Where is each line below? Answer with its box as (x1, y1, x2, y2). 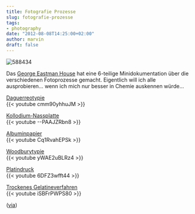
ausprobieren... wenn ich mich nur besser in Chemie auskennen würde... (6, 82, 184, 89)
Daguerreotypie (6, 94, 45, 101)
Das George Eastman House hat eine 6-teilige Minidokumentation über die (6, 70, 189, 77)
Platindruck (6, 165, 35, 173)
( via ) (6, 201, 18, 209)
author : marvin (6, 36, 44, 42)
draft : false (6, 42, 39, 48)
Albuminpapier (6, 129, 42, 137)
